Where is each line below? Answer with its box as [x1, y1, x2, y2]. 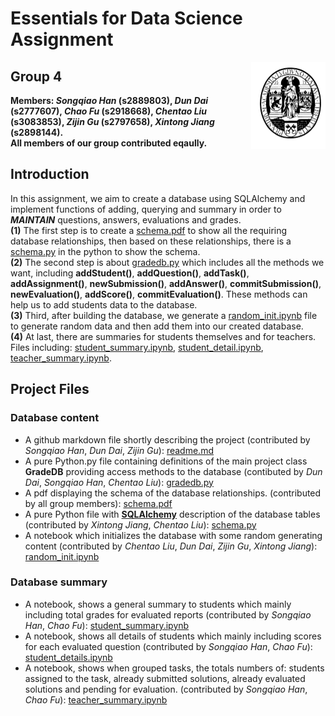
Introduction [10, 166, 90, 183]
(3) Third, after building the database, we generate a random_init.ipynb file [10, 309, 318, 321]
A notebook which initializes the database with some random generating [24, 529, 323, 541]
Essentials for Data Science [10, 7, 243, 30]
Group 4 [10, 68, 63, 85]
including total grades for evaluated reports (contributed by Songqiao [24, 608, 312, 621]
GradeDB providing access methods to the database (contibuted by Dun [24, 465, 323, 477]
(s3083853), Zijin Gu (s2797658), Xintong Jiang [10, 116, 215, 127]
